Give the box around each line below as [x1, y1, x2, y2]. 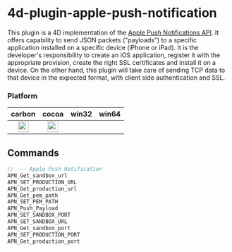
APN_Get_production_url [7, 185, 78, 192]
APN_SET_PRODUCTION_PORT [7, 231, 80, 238]
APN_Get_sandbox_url [7, 172, 68, 179]
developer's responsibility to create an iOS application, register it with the [7, 51, 221, 59]
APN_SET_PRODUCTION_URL [7, 179, 78, 186]
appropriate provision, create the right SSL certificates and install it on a [7, 58, 216, 66]
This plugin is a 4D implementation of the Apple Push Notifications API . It [7, 28, 219, 37]
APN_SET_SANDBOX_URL [7, 218, 68, 225]
